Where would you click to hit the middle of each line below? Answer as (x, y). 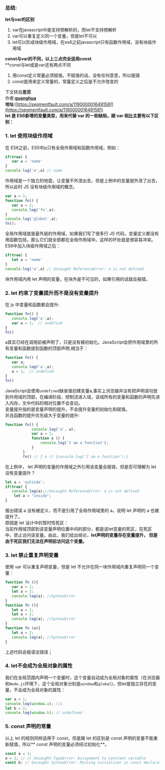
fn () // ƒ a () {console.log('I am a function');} (76, 456)
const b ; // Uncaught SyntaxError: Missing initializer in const (73, 763)
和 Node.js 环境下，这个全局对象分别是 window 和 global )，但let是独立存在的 (79, 683)
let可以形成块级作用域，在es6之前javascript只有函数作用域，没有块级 (82, 42)
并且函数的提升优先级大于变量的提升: (42, 415)
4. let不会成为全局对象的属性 (39, 666)
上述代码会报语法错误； (29, 652)
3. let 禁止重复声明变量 (32, 555)
